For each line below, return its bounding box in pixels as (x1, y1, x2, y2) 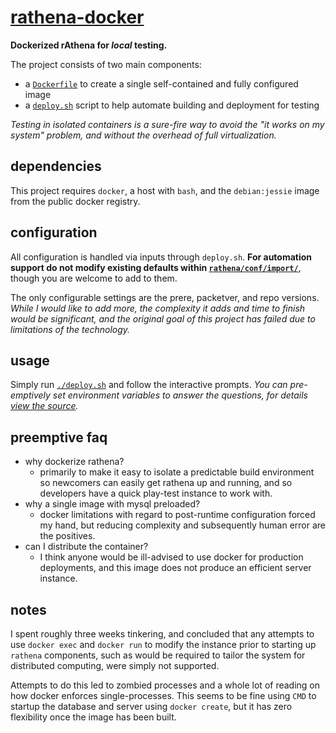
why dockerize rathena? (24, 456, 125, 468)
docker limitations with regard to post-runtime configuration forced (39, 509, 316, 521)
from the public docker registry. (10, 195, 141, 207)
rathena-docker (10, 6, 145, 29)
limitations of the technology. (10, 323, 131, 335)
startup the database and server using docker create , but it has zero (10, 701, 293, 712)
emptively (10, 389, 51, 401)
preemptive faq (10, 429, 108, 446)
